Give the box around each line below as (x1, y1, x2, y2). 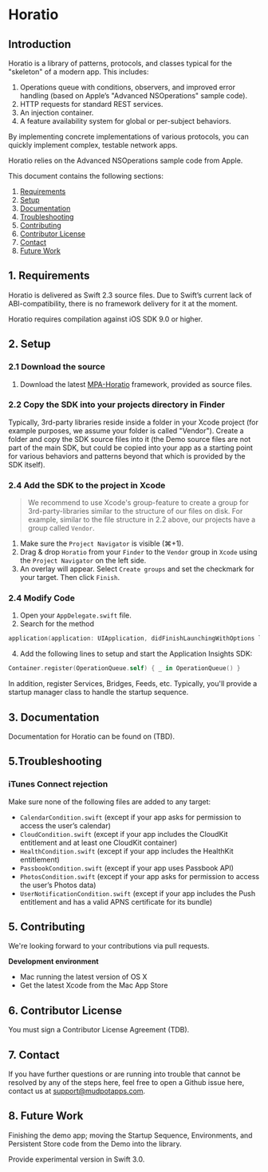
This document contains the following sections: (8, 172, 164, 180)
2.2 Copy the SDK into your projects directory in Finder (8, 399, 226, 410)
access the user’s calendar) (19, 820, 112, 831)
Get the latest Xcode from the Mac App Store (19, 981, 168, 990)
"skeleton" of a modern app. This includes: (8, 67, 149, 77)
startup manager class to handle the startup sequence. (8, 688, 189, 697)
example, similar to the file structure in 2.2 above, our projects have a (27, 515, 256, 524)
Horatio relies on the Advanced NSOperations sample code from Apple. (8, 156, 243, 165)
